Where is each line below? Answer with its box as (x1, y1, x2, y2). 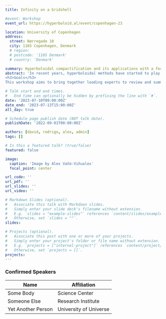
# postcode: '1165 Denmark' (9, 52, 68, 57)
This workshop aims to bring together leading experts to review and (5, 80, 152, 85)
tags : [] (5, 134, 23, 139)
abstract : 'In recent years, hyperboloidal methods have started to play (5, 71, 161, 76)
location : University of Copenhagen (5, 30, 81, 35)
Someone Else (7, 297, 41, 304)
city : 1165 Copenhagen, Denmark (9, 43, 77, 48)
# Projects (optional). (5, 229, 54, 235)
